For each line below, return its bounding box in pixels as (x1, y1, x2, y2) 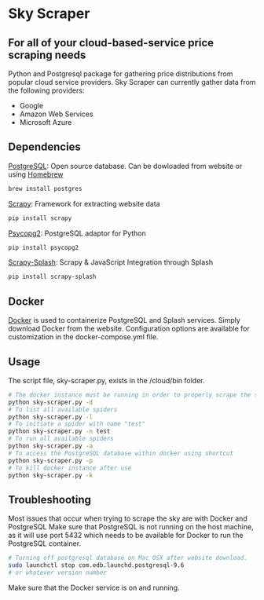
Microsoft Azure (19, 118, 72, 126)
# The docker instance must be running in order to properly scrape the (8, 390, 251, 399)
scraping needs (8, 48, 86, 61)
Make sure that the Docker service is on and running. (8, 583, 180, 592)
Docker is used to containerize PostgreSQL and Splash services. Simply (8, 316, 241, 325)
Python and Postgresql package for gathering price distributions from (8, 69, 233, 79)
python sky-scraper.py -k (8, 471, 93, 479)
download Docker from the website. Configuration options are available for (8, 324, 250, 334)
